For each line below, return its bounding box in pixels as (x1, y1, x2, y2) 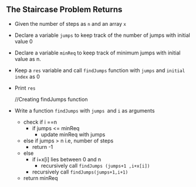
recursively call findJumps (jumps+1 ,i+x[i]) (40, 162, 150, 169)
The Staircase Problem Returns (6, 5, 123, 15)
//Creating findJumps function (14, 96, 88, 103)
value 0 (14, 38, 33, 45)
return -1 (32, 143, 53, 150)
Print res (14, 84, 36, 91)
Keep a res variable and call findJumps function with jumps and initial (14, 67, 185, 74)
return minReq (23, 174, 58, 181)
